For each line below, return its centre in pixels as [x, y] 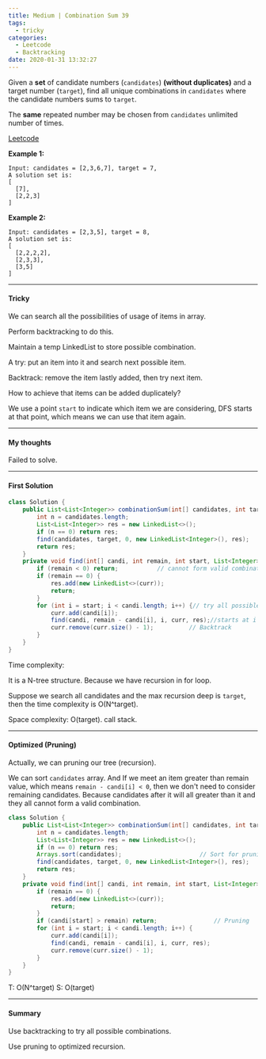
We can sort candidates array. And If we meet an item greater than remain [129, 778]
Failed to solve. [33, 460]
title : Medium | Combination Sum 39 [68, 15]
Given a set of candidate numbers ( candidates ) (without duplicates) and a [130, 82]
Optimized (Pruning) [42, 745]
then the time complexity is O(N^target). [73, 704]
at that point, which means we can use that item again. [97, 417]
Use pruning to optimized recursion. [67, 1046]
